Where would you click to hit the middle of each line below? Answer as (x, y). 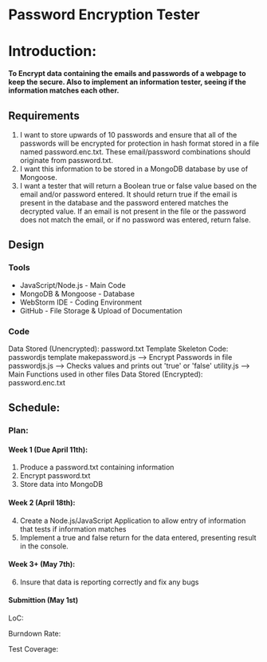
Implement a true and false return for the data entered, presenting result (138, 537)
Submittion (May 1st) (43, 600)
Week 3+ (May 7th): (42, 564)
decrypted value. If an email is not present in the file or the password (133, 211)
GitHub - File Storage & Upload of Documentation (101, 310)
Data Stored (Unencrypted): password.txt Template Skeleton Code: (118, 349)
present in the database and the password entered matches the (124, 202)
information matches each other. (64, 90)
